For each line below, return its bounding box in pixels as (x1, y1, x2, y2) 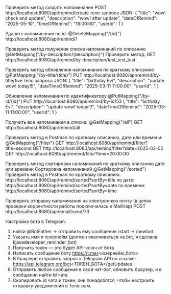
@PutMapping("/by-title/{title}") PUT (5, 72, 83, 78)
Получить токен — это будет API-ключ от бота (12, 245, 114, 251)
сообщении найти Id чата (12, 272, 68, 278)
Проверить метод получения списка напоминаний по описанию (5, 46, 146, 52)
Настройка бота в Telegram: (5, 218, 66, 224)
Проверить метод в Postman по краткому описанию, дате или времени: (5, 134, 163, 140)
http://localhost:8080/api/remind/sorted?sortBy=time (5, 188, 117, 194)
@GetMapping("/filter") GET (5, 140, 65, 146)
